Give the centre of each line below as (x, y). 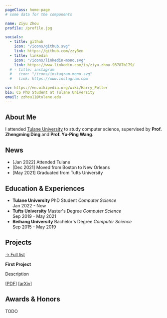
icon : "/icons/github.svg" (42, 46)
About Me (21, 117)
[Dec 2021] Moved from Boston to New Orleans (61, 167)
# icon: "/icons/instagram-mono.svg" (51, 74)
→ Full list (15, 254)
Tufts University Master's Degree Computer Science (67, 211)
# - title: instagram (32, 70)
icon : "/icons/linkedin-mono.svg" (50, 60)
